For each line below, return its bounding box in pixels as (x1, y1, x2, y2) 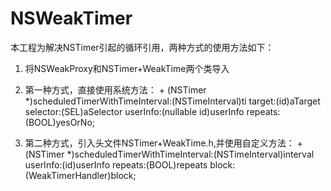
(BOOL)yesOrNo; (24, 116, 96, 128)
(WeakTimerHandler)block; (24, 169, 137, 181)
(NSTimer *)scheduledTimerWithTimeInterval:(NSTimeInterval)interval (24, 148, 315, 160)
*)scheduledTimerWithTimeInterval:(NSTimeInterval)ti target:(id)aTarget (24, 95, 321, 107)
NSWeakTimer (10, 7, 133, 30)
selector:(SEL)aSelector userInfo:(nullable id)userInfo (24, 105, 245, 117)
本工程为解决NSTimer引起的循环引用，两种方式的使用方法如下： (10, 41, 275, 53)
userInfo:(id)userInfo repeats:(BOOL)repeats (24, 158, 208, 171)
